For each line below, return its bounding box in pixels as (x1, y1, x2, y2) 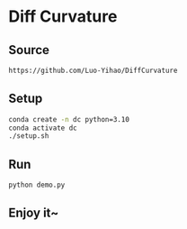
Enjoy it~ (8, 206, 59, 221)
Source (8, 42, 50, 58)
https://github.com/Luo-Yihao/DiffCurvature (8, 66, 178, 75)
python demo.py (8, 180, 66, 190)
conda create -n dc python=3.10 (8, 114, 129, 124)
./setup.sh (8, 132, 49, 141)
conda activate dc (8, 124, 77, 133)
